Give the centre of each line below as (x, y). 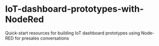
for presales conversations (42, 38)
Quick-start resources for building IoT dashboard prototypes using (73, 33)
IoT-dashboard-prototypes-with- (75, 9)
